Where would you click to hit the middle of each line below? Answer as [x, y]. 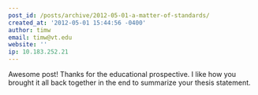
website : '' [28, 45]
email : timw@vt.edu [40, 37]
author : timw [30, 30]
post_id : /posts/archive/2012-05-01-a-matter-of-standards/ [109, 15]
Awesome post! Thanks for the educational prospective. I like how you [122, 74]
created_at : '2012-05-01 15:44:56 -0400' [77, 23]
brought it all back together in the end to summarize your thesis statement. [129, 82]
